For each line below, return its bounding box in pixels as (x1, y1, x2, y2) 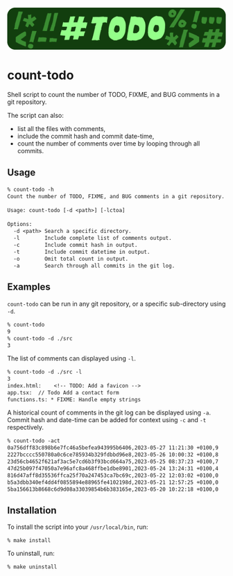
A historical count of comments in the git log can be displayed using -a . (7, 408, 212, 417)
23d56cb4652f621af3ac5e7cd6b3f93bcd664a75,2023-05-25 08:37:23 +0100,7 (7, 458, 218, 465)
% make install (7, 537, 51, 544)
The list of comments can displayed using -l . (7, 354, 137, 363)
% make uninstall (7, 564, 58, 570)
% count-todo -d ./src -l (7, 368, 82, 375)
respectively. (7, 423, 44, 431)
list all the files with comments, (17, 124, 106, 132)
